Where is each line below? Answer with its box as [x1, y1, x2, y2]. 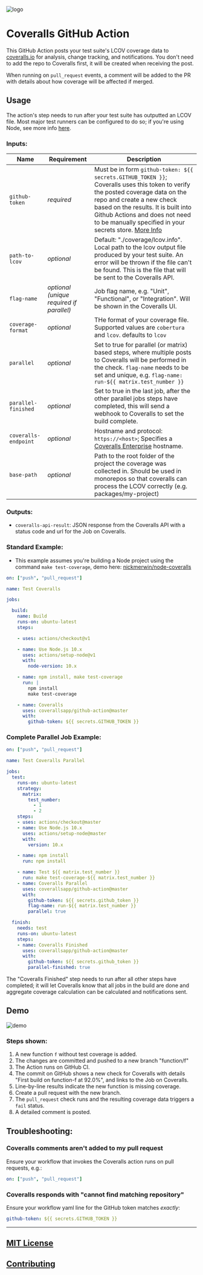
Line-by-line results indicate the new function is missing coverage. [14, 1083, 181, 1090]
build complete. [94, 417, 138, 426]
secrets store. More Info [94, 226, 162, 234]
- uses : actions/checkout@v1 [17, 635, 91, 641]
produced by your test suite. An [94, 251, 184, 259]
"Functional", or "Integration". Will [94, 295, 190, 303]
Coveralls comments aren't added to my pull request [6, 1144, 163, 1152]
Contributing [6, 1259, 56, 1269]
